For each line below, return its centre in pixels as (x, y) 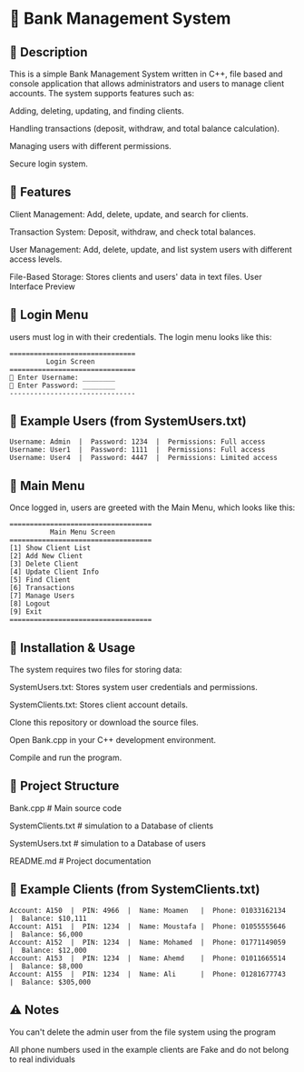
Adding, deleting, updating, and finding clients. (97, 111)
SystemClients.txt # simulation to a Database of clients (112, 826)
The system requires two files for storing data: (96, 670)
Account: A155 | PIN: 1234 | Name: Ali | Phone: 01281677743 (147, 974)
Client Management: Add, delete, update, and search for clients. (129, 214)
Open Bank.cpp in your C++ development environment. (113, 740)
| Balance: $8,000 (46, 966)
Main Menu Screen (83, 532)
